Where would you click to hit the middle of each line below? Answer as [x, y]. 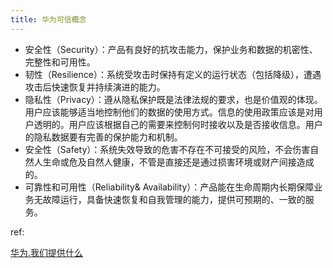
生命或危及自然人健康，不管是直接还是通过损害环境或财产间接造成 [178, 162]
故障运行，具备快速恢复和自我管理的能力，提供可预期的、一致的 [174, 199]
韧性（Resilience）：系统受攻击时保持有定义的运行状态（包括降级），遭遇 [173, 74]
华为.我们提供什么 [47, 252]
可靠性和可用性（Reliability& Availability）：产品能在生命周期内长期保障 [169, 187]
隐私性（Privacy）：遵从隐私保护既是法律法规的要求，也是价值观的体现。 [173, 99]
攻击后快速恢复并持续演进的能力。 [95, 87]
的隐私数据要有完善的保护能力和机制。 [103, 137]
